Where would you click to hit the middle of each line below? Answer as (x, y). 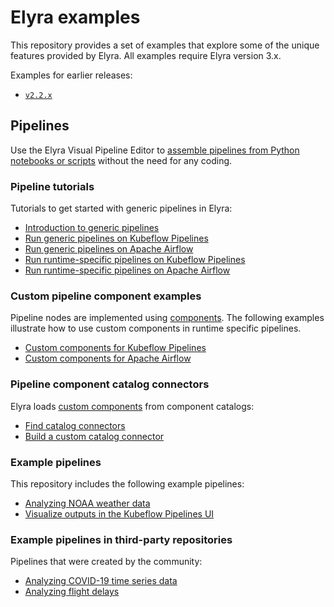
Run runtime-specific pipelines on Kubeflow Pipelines (135, 260)
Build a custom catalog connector (94, 436)
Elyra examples (75, 17)
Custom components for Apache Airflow (108, 358)
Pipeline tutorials (52, 186)
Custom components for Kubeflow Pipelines (115, 348)
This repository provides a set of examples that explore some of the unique (165, 45)
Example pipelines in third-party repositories (121, 539)
